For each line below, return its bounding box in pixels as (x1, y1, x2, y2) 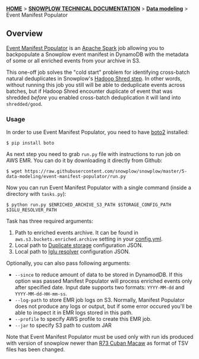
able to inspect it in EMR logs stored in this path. (14, 309, 133, 316)
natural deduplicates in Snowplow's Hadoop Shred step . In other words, (6, 74, 182, 82)
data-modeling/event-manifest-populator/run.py (6, 174, 127, 180)
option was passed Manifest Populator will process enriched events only (14, 277, 192, 285)
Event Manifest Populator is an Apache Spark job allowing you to (6, 44, 165, 51)
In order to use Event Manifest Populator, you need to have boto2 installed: (6, 129, 189, 136)
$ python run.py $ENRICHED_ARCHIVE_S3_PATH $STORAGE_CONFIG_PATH (6, 202, 171, 208)
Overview (6, 29, 43, 39)
